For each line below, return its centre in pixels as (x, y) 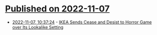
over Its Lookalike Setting (38, 27)
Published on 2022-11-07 (57, 9)
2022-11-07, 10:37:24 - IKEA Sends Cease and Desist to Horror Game (82, 22)
